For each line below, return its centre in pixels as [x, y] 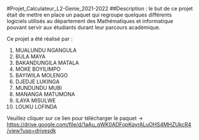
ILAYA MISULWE [35, 100]
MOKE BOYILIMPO [38, 69]
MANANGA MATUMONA [45, 94]
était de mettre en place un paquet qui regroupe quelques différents [89, 15]
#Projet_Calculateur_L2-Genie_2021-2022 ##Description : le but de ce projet [100, 9]
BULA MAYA [30, 56]
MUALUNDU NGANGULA [46, 50]
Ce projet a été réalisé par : [40, 39]
